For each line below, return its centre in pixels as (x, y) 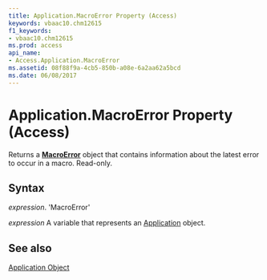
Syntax (26, 188)
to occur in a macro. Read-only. (60, 163)
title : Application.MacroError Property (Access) (93, 16)
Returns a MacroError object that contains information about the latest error (134, 154)
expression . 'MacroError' (49, 207)
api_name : (25, 53)
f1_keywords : (30, 30)
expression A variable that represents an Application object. (107, 223)
